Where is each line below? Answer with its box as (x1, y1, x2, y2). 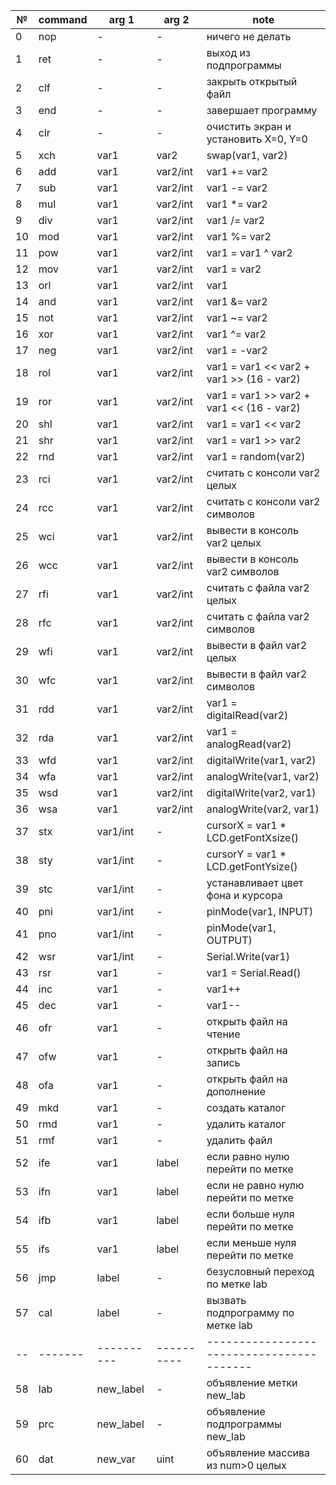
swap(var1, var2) (206, 149, 288, 162)
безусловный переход (206, 1265, 315, 1278)
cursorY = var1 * (206, 847, 287, 861)
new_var (96, 1452, 137, 1466)
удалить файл (206, 1134, 273, 1147)
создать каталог (206, 1101, 286, 1114)
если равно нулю (206, 1150, 290, 1163)
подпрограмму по (206, 1306, 295, 1319)
